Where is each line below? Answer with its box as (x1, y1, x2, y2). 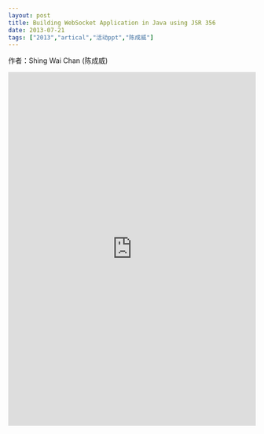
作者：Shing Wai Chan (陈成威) (8, 56, 108, 65)
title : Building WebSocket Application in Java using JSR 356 (8, 19, 216, 27)
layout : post (8, 11, 51, 20)
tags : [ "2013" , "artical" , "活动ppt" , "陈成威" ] (8, 33, 154, 42)
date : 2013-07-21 (8, 26, 65, 34)
